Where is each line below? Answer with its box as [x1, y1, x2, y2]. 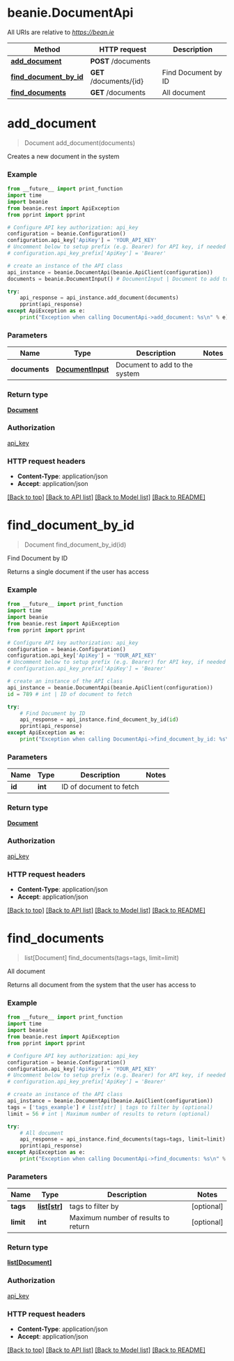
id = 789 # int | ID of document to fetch [7, 690, 132, 698]
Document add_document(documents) [24, 138, 136, 147]
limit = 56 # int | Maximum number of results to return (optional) [7, 1110, 210, 1117]
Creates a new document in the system [7, 152, 120, 160]
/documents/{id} [90, 76, 144, 86]
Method [33, 44, 61, 54]
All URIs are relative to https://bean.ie [7, 28, 115, 36]
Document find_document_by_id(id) [24, 540, 127, 549]
